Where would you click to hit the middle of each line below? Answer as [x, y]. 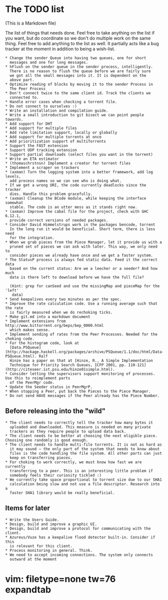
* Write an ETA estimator [32, 159]
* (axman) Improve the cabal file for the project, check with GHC [77, 212]
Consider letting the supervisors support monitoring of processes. [82, 374]
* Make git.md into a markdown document [48, 317]
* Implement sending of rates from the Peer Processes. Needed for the [81, 334]
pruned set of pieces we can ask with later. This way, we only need [83, 247]
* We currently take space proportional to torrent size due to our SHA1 [84, 480]
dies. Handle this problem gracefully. [51, 194]
